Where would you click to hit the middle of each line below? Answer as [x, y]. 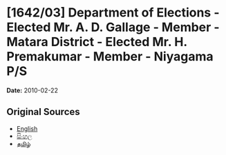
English [27, 128]
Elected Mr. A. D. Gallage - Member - [113, 27]
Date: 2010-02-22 [32, 90]
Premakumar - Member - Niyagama [110, 57]
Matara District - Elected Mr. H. [97, 42]
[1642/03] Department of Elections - [113, 13]
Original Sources [43, 112]
